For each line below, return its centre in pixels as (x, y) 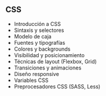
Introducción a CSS (37, 24)
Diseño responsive (36, 74)
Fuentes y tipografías (40, 42)
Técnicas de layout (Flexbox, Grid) (55, 61)
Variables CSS (31, 80)
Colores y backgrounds (42, 49)
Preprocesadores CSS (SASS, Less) (57, 86)
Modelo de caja (33, 36)
